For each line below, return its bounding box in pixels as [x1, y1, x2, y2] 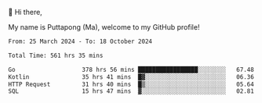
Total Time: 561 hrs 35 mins [8, 51, 104, 59]
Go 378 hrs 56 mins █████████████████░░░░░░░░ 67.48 [8, 66, 255, 73]
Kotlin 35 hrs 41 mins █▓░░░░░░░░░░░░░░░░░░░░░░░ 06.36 [8, 73, 255, 81]
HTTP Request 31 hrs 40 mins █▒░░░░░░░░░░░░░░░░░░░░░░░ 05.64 [8, 80, 255, 88]
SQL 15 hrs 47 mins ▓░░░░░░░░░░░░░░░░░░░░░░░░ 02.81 [8, 87, 255, 95]
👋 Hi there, [8, 8, 43, 16]
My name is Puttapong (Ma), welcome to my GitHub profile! [8, 23, 200, 31]
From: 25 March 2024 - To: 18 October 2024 [8, 37, 153, 45]
